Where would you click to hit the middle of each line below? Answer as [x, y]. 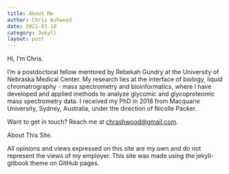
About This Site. [30, 135]
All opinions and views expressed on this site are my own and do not [104, 149]
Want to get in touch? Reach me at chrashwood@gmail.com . [93, 122]
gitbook [18, 163]
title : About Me [30, 13]
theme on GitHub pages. [65, 163]
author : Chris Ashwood [40, 20]
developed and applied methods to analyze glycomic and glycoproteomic [111, 94]
